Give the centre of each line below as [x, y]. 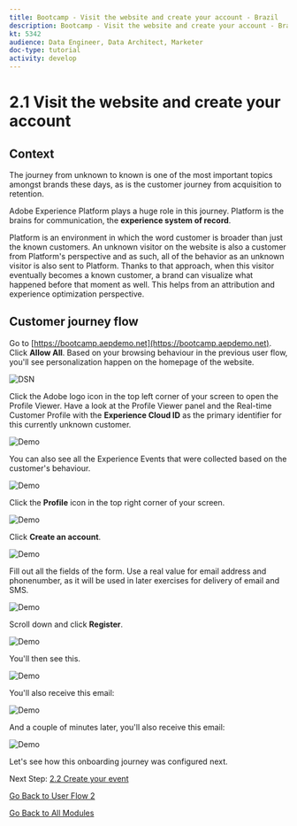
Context [32, 154]
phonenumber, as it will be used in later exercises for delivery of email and [145, 580]
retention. [27, 194]
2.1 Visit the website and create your [145, 102]
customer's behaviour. [50, 468]
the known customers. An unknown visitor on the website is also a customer [148, 247]
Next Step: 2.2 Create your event [69, 778]
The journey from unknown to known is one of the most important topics [141, 175]
